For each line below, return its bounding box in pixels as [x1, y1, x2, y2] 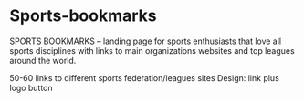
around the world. [9, 55, 77, 66]
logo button [9, 82, 53, 93]
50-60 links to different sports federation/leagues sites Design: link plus [9, 72, 280, 83]
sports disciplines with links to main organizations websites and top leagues [9, 45, 295, 56]
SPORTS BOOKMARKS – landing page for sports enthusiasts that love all [9, 36, 281, 46]
